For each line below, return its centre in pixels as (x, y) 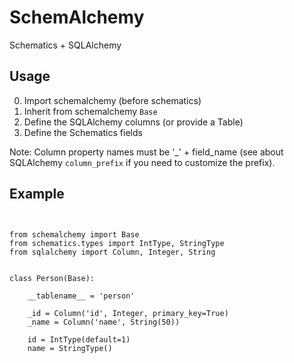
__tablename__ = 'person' (81, 296)
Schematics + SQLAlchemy (65, 45)
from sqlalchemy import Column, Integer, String (112, 252)
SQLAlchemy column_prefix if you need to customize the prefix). (142, 162)
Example (37, 194)
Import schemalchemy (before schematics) (112, 100)
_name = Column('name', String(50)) (104, 322)
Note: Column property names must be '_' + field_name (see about (146, 152)
